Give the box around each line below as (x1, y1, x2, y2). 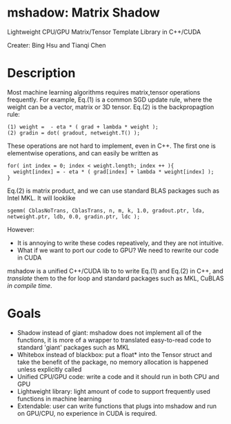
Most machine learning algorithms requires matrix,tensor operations (7, 88, 201, 96)
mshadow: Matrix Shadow (7, 5, 160, 21)
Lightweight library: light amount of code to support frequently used (17, 387, 210, 395)
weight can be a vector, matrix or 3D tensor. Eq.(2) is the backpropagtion (7, 102, 214, 111)
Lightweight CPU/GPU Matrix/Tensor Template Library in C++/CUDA (7, 28, 201, 36)
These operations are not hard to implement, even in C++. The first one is (7, 142, 216, 150)
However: (7, 225, 34, 233)
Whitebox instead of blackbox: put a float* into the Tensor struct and (17, 350, 212, 358)
